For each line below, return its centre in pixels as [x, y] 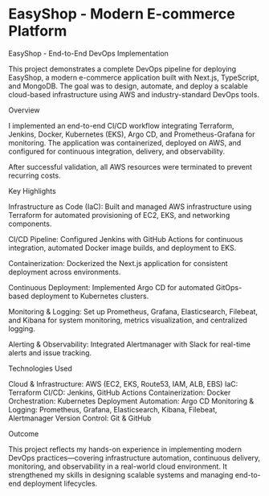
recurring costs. [35, 175]
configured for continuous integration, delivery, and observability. [117, 151]
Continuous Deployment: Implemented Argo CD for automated [111, 287]
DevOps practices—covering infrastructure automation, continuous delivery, [134, 457]
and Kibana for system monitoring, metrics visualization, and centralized [128, 320]
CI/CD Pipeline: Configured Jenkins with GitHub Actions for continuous [126, 239]
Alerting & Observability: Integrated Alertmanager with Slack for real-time [130, 344]
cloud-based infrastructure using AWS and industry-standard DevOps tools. [134, 94]
